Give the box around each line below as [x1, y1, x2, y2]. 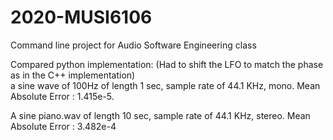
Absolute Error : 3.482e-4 [10, 120, 117, 132]
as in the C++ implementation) [10, 69, 136, 81]
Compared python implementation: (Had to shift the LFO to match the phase [10, 58, 324, 70]
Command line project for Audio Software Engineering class [10, 39, 257, 51]
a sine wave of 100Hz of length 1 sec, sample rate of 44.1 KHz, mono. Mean [10, 79, 321, 91]
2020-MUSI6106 [10, 6, 153, 29]
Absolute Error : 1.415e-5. [10, 90, 115, 102]
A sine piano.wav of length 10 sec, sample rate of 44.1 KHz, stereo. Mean [10, 109, 311, 121]
